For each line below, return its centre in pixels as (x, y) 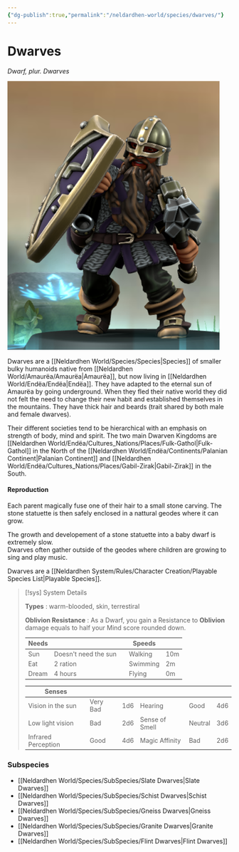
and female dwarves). (39, 414)
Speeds (144, 643)
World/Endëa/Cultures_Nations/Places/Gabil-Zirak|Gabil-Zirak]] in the (110, 466)
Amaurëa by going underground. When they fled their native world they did (117, 391)
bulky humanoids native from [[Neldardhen (70, 369)
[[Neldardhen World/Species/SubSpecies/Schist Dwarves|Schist (112, 796)
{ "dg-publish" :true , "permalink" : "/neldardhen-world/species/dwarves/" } (116, 15)
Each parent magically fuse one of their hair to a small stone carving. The (115, 505)
